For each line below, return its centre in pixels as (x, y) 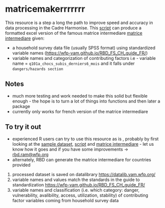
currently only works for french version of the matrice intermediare (80, 111)
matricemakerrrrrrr (45, 9)
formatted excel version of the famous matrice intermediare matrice (74, 33)
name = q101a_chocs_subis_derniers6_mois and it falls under (73, 63)
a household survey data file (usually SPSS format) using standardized (84, 48)
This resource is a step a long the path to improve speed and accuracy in (79, 23)
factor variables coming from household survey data (66, 200)
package (21, 106)
